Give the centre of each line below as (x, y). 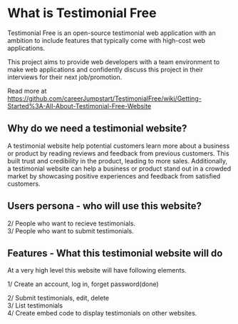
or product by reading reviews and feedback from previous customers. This (118, 153)
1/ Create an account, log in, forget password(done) (83, 284)
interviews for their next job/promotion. (65, 77)
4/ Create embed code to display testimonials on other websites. (102, 313)
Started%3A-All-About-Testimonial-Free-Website (79, 106)
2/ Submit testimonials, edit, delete (58, 298)
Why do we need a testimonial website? (97, 129)
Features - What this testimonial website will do (115, 253)
